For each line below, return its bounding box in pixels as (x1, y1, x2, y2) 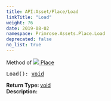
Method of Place (6, 59, 55, 66)
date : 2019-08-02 (6, 25, 50, 31)
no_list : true (6, 42, 42, 48)
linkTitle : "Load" (6, 14, 52, 20)
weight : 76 (6, 20, 33, 26)
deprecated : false (6, 36, 52, 42)
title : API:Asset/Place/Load (6, 8, 79, 15)
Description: (6, 87, 38, 95)
